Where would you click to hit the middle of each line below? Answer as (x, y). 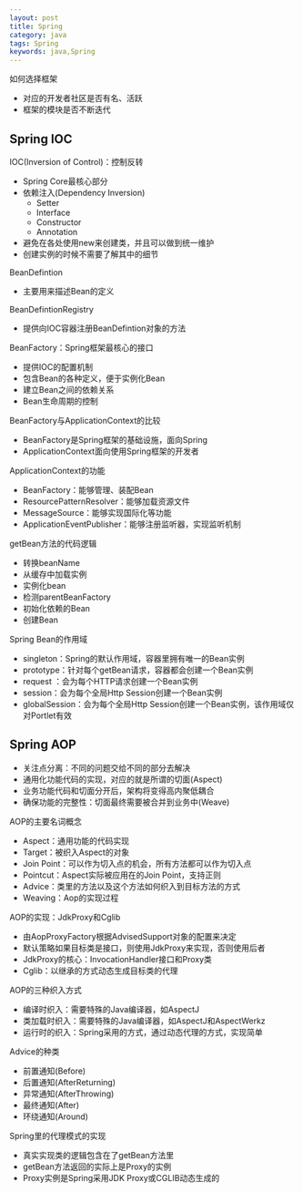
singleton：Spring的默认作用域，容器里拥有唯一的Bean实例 (133, 658)
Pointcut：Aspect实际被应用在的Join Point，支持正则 (121, 875)
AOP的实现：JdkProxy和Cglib (65, 917)
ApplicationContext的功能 (57, 470)
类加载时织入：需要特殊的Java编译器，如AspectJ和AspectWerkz (144, 1021)
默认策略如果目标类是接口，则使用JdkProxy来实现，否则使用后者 (144, 948)
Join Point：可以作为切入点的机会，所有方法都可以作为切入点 (137, 863)
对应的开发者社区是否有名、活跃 (82, 98)
